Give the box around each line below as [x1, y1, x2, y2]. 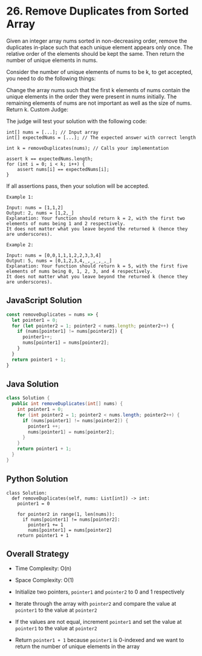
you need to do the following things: [6, 75, 96, 82]
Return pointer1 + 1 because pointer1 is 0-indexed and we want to [15, 637, 184, 644]
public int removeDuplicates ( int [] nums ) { [11, 401, 123, 407]
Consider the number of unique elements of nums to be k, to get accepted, [6, 68, 193, 75]
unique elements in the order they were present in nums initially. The [6, 93, 177, 100]
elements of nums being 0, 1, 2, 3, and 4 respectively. [6, 268, 153, 274]
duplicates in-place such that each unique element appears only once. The [6, 44, 194, 51]
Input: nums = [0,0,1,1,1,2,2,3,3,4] [6, 252, 102, 258]
